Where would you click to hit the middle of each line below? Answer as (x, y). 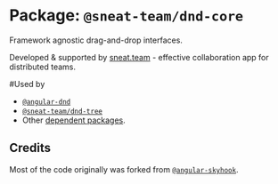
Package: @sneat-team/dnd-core (126, 16)
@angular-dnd (46, 102)
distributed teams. (42, 67)
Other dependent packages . (74, 120)
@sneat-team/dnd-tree (62, 111)
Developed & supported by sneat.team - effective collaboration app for (139, 57)
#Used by (27, 84)
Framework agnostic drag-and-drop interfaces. (96, 40)
